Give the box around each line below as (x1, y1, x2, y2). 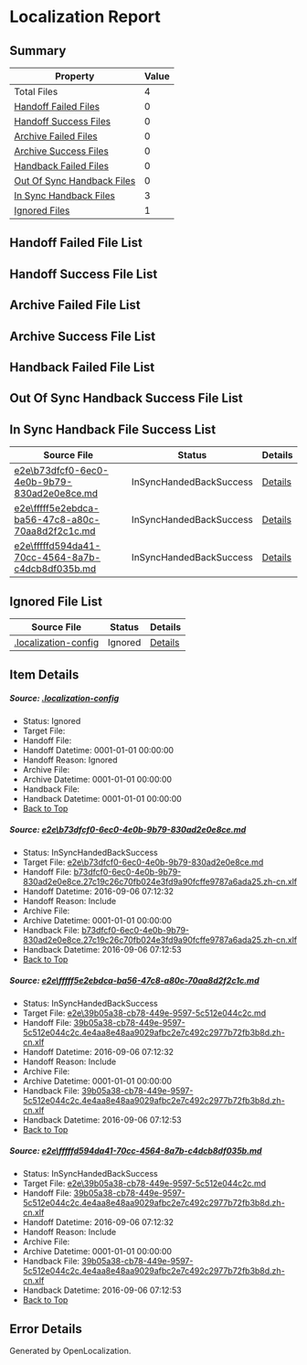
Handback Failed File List (9, 359, 155, 375)
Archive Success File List (9, 328, 156, 344)
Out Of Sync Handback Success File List (9, 390, 244, 406)
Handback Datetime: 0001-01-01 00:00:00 (22, 794, 183, 805)
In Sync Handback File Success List (9, 421, 217, 437)
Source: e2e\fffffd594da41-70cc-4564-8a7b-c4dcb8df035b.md (9, 1145, 262, 1156)
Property (54, 70, 95, 82)
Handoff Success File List (9, 266, 158, 282)
